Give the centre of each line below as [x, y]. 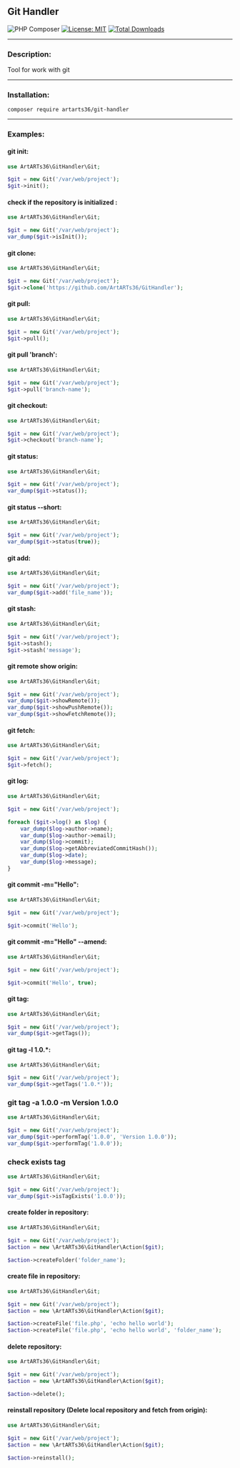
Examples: [26, 134]
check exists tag [36, 1162]
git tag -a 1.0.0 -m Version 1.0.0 [63, 1103]
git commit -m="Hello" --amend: [57, 942]
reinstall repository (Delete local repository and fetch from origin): [107, 1410]
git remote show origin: [43, 666]
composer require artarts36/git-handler [69, 110]
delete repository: [35, 1347]
